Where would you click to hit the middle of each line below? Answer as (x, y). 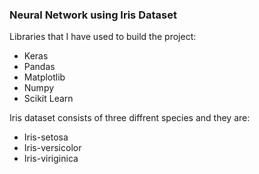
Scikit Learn (48, 99)
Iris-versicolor (52, 148)
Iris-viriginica (51, 159)
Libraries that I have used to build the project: (103, 37)
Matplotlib (44, 77)
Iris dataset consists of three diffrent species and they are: (130, 118)
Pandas (39, 67)
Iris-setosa (46, 137)
